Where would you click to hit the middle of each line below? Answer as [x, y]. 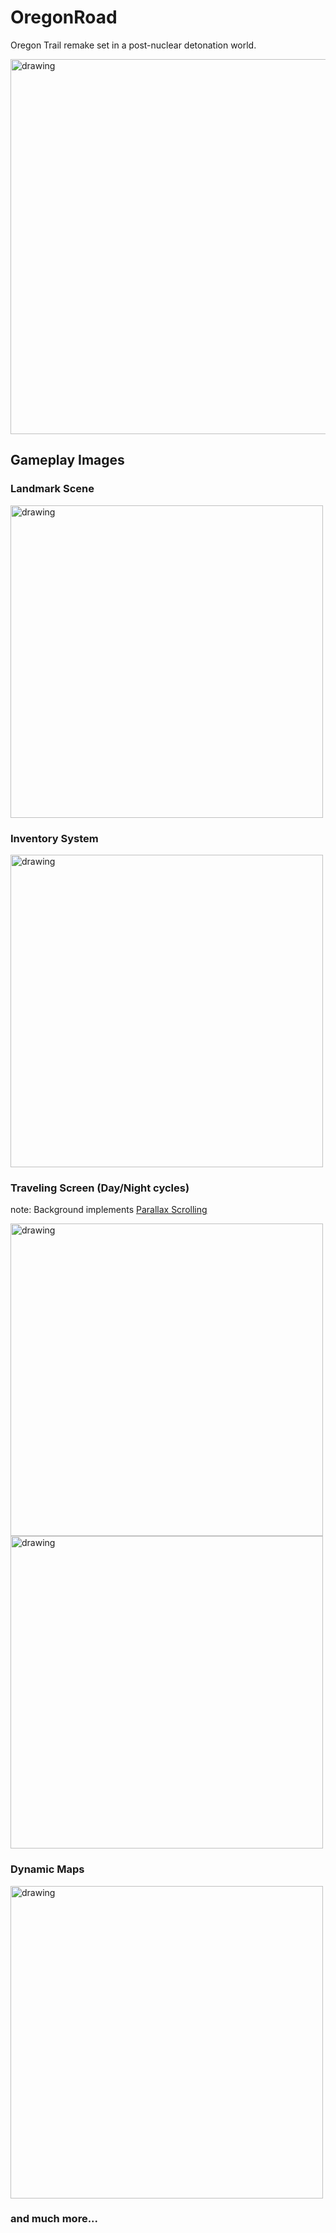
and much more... [54, 2219]
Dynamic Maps [47, 1869]
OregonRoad [64, 17]
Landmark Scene [52, 489]
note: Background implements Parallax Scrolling [109, 1210]
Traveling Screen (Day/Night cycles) [100, 1188]
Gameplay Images [67, 460]
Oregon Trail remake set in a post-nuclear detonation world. [133, 45]
